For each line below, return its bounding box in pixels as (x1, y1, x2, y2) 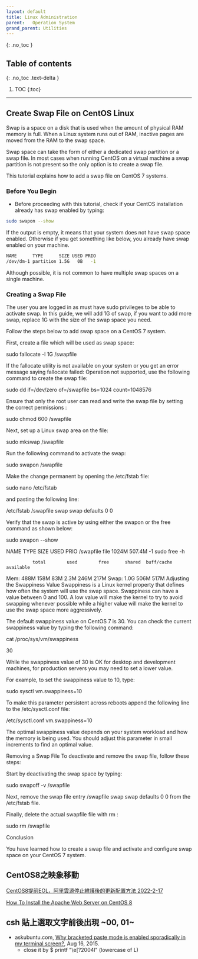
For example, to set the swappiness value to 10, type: (6, 676, 136, 684)
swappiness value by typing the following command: (6, 624, 134, 631)
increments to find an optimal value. (6, 741, 93, 748)
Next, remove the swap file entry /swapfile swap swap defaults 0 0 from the (6, 793, 191, 800)
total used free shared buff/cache (32, 559, 173, 565)
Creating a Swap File (6, 290, 67, 298)
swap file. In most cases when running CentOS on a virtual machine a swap (6, 155, 190, 162)
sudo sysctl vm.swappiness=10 (6, 688, 82, 695)
